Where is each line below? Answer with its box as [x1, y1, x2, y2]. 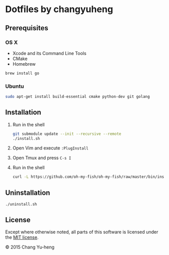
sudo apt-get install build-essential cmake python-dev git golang [5, 94, 150, 99]
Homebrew [12, 61, 36, 67]
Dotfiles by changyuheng [5, 4, 114, 15]
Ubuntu [5, 82, 24, 89]
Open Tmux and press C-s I [12, 155, 72, 161]
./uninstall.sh [5, 202, 37, 207]
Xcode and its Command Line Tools [12, 50, 87, 56]
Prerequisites [5, 24, 48, 32]
